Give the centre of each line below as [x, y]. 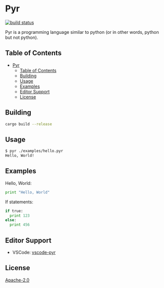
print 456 [20, 225]
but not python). [22, 37]
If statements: [19, 202]
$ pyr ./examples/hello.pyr [34, 151]
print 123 [20, 216]
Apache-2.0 [17, 280]
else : [11, 220]
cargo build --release [29, 124]
